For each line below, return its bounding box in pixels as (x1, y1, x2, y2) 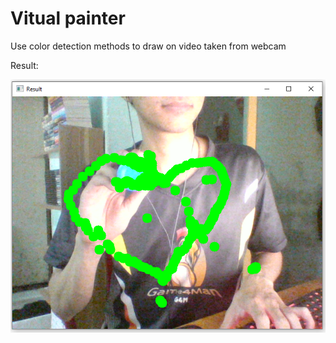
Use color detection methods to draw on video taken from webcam (10, 40, 287, 52)
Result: (10, 59, 39, 71)
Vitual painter (10, 7, 126, 30)
